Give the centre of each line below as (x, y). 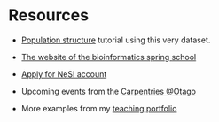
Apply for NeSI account (64, 74)
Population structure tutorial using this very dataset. (116, 40)
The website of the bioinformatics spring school (109, 57)
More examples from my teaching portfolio (99, 108)
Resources (49, 15)
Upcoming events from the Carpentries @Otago (109, 91)
